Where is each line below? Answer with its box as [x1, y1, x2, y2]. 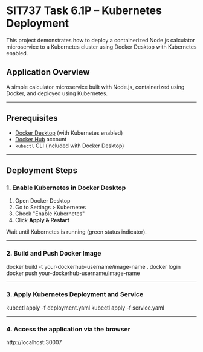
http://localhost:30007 [6, 339, 62, 346]
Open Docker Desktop [14, 197, 71, 205]
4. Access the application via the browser [6, 325, 131, 333]
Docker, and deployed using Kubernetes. [6, 89, 108, 97]
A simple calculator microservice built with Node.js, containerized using [6, 83, 185, 90]
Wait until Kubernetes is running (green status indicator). [6, 228, 147, 235]
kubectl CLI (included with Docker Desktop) [14, 142, 124, 149]
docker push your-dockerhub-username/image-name [6, 269, 140, 277]
